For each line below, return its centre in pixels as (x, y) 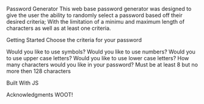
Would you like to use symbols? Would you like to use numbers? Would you (101, 52)
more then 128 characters (39, 71)
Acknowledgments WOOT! (40, 95)
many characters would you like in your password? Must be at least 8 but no (102, 64)
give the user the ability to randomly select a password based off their (94, 15)
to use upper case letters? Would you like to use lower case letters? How (98, 58)
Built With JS (22, 83)
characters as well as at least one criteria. (59, 28)
